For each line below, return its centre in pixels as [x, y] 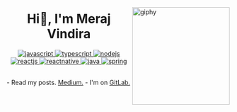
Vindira [69, 34]
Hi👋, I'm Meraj [69, 19]
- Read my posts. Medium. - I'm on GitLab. [69, 82]
